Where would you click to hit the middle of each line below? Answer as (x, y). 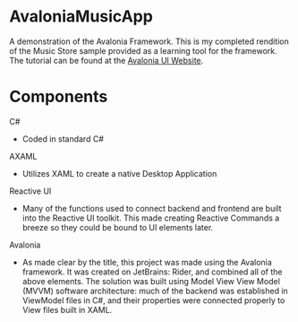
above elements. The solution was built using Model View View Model (151, 281)
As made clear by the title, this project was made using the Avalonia (147, 262)
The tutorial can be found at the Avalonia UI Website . (106, 60)
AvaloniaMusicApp (81, 17)
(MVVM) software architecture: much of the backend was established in (155, 291)
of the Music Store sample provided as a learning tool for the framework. (143, 50)
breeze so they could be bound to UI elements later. (118, 227)
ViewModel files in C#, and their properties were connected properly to (153, 300)
